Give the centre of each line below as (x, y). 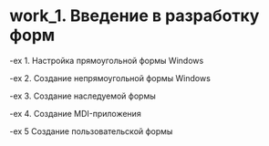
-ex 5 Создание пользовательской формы (91, 131)
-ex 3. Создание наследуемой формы (83, 96)
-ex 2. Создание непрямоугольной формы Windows (110, 78)
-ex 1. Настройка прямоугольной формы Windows (107, 60)
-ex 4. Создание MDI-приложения (75, 113)
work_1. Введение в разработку (134, 16)
